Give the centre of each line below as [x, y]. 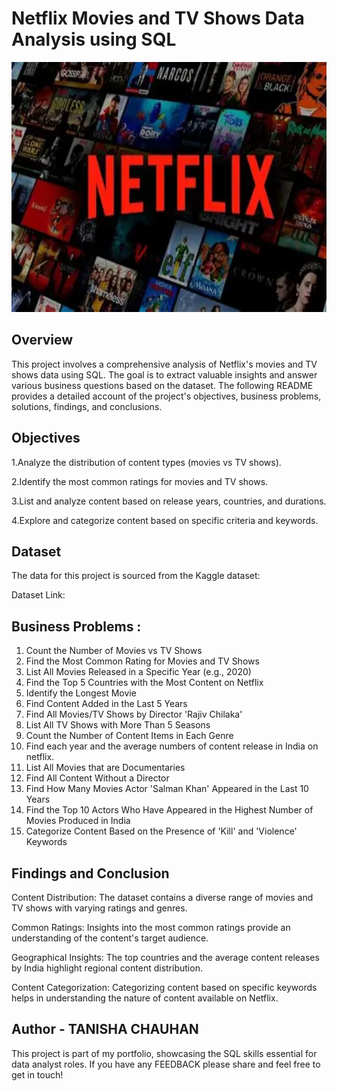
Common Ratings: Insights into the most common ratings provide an [151, 927]
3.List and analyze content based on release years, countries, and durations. [169, 501]
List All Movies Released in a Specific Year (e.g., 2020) [138, 672]
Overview [42, 340]
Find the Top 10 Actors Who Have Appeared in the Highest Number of [169, 810]
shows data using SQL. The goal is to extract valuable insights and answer [164, 374]
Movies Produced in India [78, 821]
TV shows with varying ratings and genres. [99, 908]
